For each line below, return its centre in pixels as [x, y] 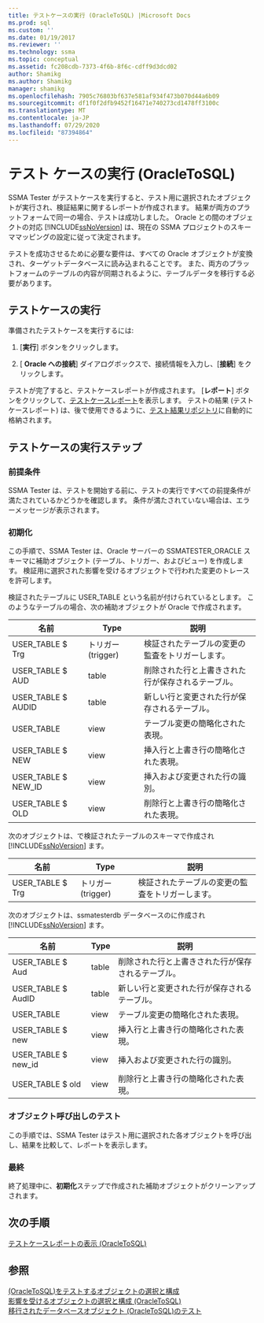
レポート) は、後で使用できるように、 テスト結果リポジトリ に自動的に [141, 410]
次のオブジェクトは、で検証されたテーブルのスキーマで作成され [111, 836]
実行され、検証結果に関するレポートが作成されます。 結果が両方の [129, 207]
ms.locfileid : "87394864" [50, 132]
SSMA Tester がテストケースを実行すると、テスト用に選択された [113, 197]
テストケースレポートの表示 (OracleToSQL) [77, 1243]
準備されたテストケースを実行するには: [71, 331]
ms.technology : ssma [42, 52]
